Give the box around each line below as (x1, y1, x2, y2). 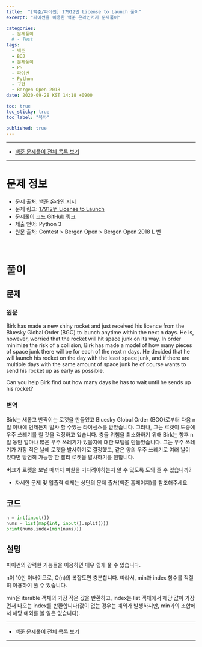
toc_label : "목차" (6, 114, 50, 120)
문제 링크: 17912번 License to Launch (14, 206, 105, 213)
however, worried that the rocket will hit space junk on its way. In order (6, 335, 182, 343)
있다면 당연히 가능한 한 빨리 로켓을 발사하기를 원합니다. (6, 453, 135, 461)
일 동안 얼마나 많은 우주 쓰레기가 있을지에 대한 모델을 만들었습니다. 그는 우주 (6, 438, 185, 446)
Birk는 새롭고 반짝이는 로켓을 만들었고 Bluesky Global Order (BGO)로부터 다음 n (6, 416, 196, 423)
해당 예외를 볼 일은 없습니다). (12, 609, 81, 616)
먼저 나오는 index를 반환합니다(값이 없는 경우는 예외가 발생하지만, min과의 (6, 602, 180, 609)
